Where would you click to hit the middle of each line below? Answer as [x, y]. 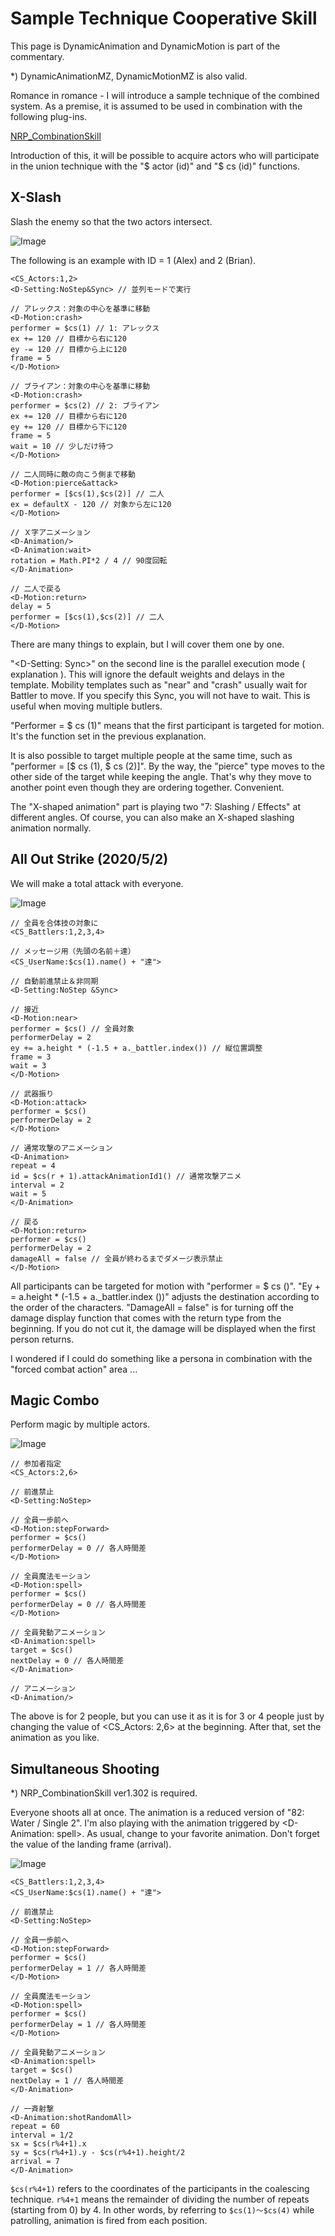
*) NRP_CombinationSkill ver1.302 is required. [104, 1793]
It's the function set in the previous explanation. [108, 736]
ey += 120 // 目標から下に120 [68, 427]
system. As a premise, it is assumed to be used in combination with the [156, 106]
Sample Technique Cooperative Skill [164, 18]
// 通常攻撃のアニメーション [61, 1148]
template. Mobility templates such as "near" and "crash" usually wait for [159, 684]
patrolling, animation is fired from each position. [109, 2221]
